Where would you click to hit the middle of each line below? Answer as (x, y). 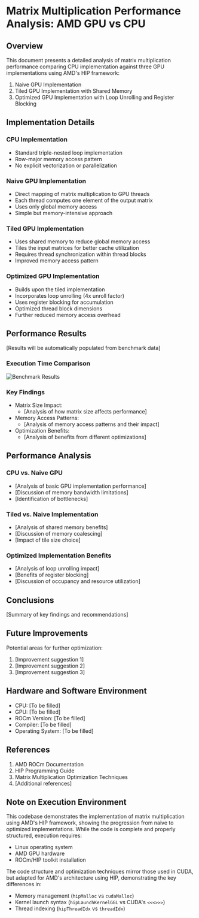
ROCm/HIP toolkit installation (50, 860)
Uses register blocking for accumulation (64, 302)
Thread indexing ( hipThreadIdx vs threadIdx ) (70, 908)
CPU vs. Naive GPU (34, 473)
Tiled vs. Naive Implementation (52, 514)
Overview (25, 46)
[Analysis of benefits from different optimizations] (85, 437)
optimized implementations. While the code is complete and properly (91, 829)
